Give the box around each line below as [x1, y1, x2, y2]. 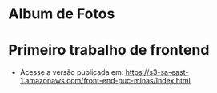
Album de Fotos [8, 5, 115, 23]
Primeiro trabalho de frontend [8, 41, 210, 60]
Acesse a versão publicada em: [19, 68, 124, 77]
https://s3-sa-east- [125, 68, 189, 77]
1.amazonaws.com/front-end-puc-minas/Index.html [19, 76, 191, 86]
